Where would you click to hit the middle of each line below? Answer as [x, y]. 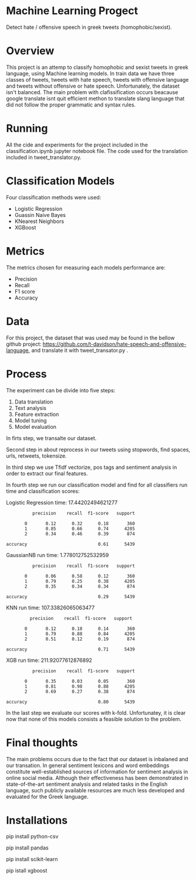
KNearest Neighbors [39, 221]
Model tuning [31, 420]
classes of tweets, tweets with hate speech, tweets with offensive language [97, 79]
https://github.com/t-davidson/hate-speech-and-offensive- [114, 344]
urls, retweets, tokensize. [36, 456]
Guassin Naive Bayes [40, 215]
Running [27, 129]
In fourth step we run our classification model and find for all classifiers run [97, 485]
